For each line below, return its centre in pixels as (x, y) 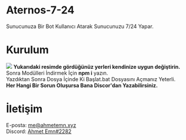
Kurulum (28, 50)
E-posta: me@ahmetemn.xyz (41, 125)
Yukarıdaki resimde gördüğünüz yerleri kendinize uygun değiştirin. (97, 66)
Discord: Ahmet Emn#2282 (39, 131)
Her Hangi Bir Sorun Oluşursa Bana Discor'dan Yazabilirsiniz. (82, 85)
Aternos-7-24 (40, 10)
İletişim (24, 109)
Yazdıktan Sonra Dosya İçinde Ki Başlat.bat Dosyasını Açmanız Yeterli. (91, 79)
